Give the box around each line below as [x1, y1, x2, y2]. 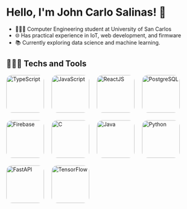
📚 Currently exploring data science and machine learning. [14, 39, 160, 46]
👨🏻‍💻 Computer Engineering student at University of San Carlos [14, 25, 172, 33]
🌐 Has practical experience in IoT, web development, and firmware [14, 31, 182, 39]
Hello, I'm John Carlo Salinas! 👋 [6, 5, 166, 19]
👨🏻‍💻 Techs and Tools [6, 58, 87, 69]
